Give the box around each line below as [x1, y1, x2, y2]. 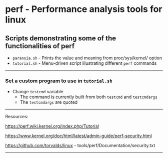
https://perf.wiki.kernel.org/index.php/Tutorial [5, 123, 99, 129]
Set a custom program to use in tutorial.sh [5, 77, 112, 84]
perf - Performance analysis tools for [5, 3, 162, 15]
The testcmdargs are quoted [19, 99, 78, 105]
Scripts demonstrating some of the [5, 34, 116, 42]
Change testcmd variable [12, 89, 63, 95]
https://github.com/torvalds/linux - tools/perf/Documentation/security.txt [5, 143, 155, 149]
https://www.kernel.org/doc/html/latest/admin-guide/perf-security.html [5, 133, 152, 139]
